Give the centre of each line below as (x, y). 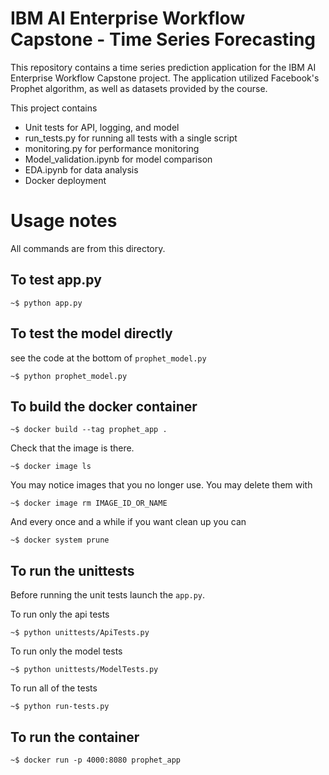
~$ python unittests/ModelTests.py (84, 670)
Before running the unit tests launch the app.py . (108, 595)
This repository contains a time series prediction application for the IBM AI (163, 67)
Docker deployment (65, 180)
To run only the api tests (60, 614)
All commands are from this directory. (88, 248)
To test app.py (56, 280)
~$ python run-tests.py (60, 707)
